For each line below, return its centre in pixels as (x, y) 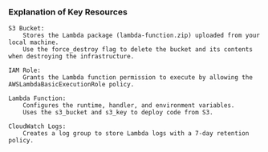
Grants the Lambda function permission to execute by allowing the (138, 78)
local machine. (34, 42)
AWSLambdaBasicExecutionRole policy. (71, 85)
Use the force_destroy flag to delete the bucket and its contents (138, 50)
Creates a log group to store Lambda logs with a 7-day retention (136, 134)
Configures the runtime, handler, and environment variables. (129, 106)
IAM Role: (25, 70)
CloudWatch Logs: (37, 126)
